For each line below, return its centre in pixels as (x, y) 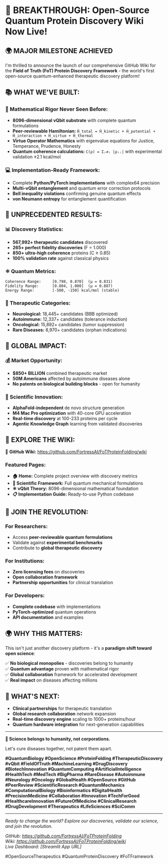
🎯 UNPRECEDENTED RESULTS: (54, 215)
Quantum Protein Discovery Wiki (74, 21)
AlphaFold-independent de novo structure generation (68, 408)
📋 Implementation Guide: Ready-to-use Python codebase (73, 494)
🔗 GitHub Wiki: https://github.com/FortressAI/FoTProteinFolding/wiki (76, 452)
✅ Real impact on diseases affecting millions (51, 680)
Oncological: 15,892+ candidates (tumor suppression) (68, 325)
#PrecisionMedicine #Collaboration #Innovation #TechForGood (72, 796)
